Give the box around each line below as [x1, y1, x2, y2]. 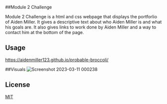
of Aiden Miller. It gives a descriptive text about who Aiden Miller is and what [5, 19, 162, 25]
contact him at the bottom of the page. [5, 30, 84, 35]
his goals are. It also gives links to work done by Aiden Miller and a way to [5, 24, 157, 30]
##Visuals [5, 66, 26, 72]
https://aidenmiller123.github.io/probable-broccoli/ [5, 57, 109, 63]
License [5, 81, 30, 89]
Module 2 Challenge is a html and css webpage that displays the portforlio [5, 14, 158, 19]
